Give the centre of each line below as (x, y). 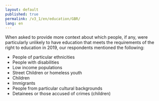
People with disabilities (36, 62)
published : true (22, 14)
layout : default (22, 10)
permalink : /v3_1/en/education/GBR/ (43, 19)
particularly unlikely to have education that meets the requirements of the (80, 43)
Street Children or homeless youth (47, 73)
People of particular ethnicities (43, 57)
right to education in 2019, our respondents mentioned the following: (75, 48)
